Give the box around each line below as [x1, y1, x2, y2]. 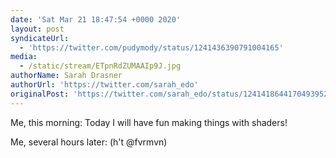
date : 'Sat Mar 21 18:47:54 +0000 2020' [10, 14, 182, 25]
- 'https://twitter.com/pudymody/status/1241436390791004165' [19, 42, 284, 53]
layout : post [10, 24, 65, 34]
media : [10, 52, 38, 62]
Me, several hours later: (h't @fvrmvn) [10, 136, 168, 148]
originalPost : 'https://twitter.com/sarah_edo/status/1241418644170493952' [10, 89, 333, 99]
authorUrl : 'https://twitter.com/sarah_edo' [10, 80, 199, 90]
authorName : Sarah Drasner [10, 71, 123, 81]
